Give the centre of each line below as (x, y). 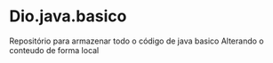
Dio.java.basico (68, 16)
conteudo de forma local (54, 50)
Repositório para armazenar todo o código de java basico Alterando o (136, 41)
